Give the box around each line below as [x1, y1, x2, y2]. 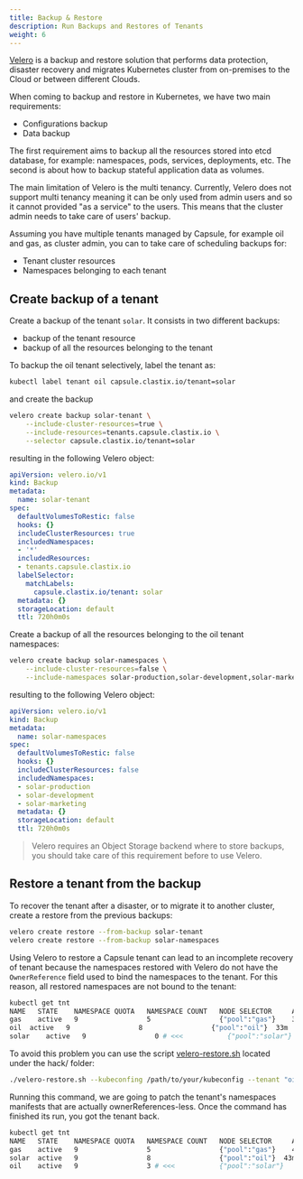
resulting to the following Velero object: [9, 689, 155, 700]
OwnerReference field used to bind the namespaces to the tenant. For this [9, 971, 278, 982]
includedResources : [17, 554, 91, 563]
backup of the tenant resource [22, 333, 136, 344]
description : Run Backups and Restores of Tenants [9, 22, 204, 31]
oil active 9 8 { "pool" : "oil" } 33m [9, 1024, 289, 1033]
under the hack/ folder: [9, 1058, 95, 1068]
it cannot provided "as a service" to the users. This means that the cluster [9, 201, 284, 212]
